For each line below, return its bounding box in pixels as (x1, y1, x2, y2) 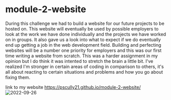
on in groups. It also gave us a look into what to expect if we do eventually (5, 37, 161, 43)
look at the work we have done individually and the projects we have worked (5, 31, 166, 37)
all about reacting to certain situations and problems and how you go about (5, 69, 163, 75)
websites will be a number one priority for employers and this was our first (5, 47, 162, 53)
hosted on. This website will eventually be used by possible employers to (5, 25, 159, 31)
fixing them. (5, 74, 31, 80)
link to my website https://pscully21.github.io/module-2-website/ (5, 84, 141, 90)
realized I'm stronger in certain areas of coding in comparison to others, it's (5, 63, 164, 70)
